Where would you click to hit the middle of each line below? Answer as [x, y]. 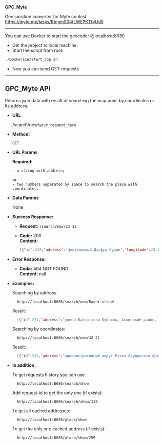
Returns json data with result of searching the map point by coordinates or [80, 100]
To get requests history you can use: [49, 375]
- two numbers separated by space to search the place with [74, 184]
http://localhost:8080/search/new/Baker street [66, 302]
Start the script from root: [38, 50]
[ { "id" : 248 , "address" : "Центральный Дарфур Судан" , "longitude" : [85, 250]
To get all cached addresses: [41, 411]
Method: [21, 134]
